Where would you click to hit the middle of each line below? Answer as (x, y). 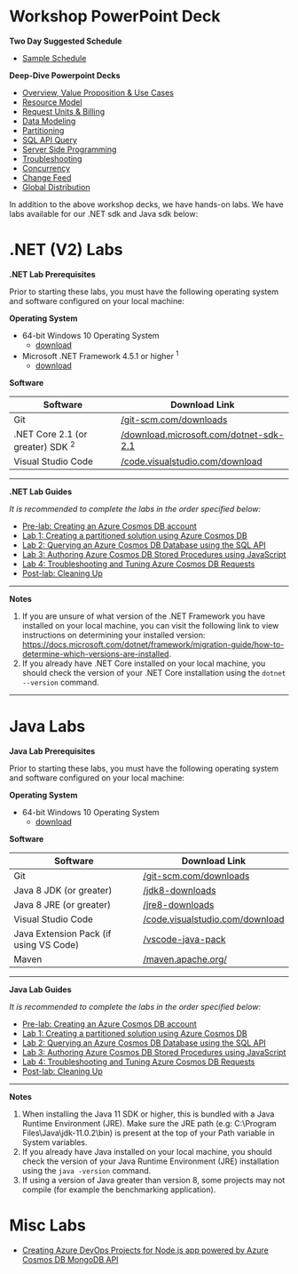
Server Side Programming (69, 149)
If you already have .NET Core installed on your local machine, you (144, 663)
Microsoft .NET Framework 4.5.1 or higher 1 (100, 355)
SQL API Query (50, 140)
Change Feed (47, 177)
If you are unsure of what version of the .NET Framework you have (144, 616)
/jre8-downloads (179, 904)
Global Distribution (56, 187)
